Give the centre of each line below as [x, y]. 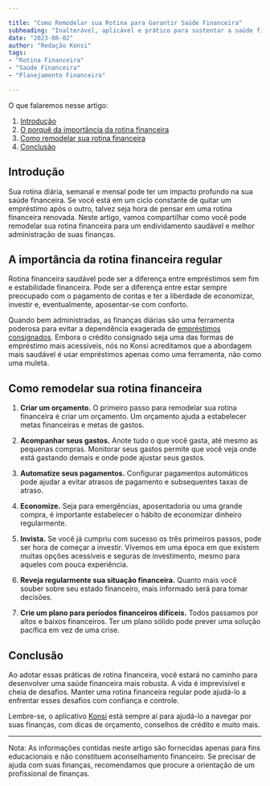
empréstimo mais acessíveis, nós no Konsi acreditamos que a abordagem [130, 346]
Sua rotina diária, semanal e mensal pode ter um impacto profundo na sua [131, 191]
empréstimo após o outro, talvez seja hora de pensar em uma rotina [121, 208]
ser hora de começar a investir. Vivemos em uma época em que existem [139, 547]
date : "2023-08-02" [41, 38]
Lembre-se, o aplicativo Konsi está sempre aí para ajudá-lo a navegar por [130, 716]
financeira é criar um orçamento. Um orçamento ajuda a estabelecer [133, 417]
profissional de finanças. [49, 774]
